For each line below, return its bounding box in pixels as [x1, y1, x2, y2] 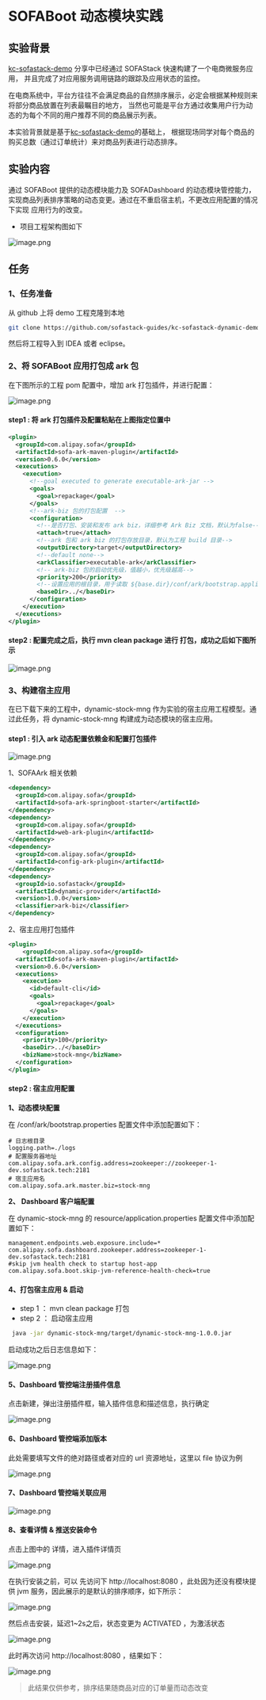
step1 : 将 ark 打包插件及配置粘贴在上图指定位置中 [8, 415, 171, 425]
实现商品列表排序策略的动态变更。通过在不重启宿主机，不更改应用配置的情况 [8, 195, 258, 204]
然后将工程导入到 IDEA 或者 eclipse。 [8, 338, 130, 349]
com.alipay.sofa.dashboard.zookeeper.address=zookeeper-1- [8, 1246, 207, 1255]
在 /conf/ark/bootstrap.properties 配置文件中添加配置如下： [8, 1120, 202, 1129]
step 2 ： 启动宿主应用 [19, 1313, 93, 1324]
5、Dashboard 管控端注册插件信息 [8, 1380, 121, 1389]
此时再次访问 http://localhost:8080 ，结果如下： [8, 1650, 165, 1660]
